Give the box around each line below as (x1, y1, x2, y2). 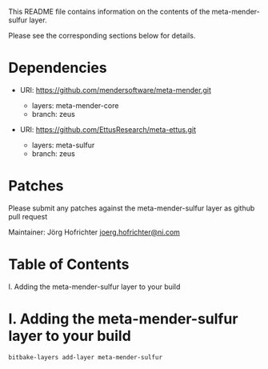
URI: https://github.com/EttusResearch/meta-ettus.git (19, 124, 196, 134)
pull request (8, 211, 48, 221)
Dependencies (8, 59, 107, 77)
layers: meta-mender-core (31, 100, 119, 110)
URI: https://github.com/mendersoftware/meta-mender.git (19, 85, 212, 94)
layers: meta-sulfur (31, 140, 95, 150)
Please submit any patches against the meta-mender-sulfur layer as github (8, 203, 255, 213)
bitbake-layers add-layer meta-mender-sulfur (8, 353, 162, 361)
